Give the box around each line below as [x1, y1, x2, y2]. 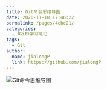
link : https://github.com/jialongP [11, 59, 102, 65]
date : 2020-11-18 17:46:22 [6, 14, 74, 20]
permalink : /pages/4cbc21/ [6, 20, 74, 26]
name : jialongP [11, 54, 50, 60]
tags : [6, 37, 20, 43]
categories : [6, 25, 36, 32]
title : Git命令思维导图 [6, 8, 60, 15]
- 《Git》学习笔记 [11, 31, 48, 37]
